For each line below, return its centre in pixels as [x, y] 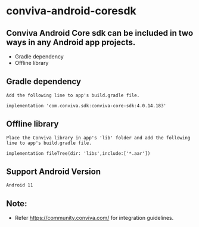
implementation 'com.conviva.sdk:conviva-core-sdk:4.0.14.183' [86, 105]
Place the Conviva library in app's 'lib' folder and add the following [98, 138]
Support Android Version [54, 172]
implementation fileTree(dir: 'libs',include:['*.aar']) [78, 153]
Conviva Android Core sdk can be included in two [100, 33]
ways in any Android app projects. [71, 42]
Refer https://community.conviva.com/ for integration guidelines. [94, 218]
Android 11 [20, 185]
